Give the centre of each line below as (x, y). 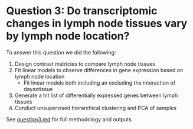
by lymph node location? (68, 36)
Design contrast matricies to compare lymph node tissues (85, 64)
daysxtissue (38, 89)
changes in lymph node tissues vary (97, 23)
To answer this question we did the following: (61, 52)
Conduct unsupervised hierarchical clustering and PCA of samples (96, 108)
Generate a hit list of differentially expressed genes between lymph (96, 95)
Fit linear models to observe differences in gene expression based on (99, 70)
